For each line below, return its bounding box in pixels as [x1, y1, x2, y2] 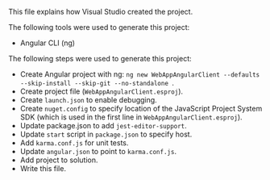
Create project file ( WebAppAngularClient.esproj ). [19, 86, 184, 96]
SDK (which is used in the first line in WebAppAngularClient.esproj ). [19, 112, 243, 122]
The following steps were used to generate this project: [8, 54, 192, 63]
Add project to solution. [19, 155, 98, 165]
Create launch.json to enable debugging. [19, 95, 157, 104]
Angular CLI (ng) [19, 38, 75, 48]
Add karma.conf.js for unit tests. [19, 138, 129, 148]
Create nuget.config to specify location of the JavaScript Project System [19, 104, 263, 113]
